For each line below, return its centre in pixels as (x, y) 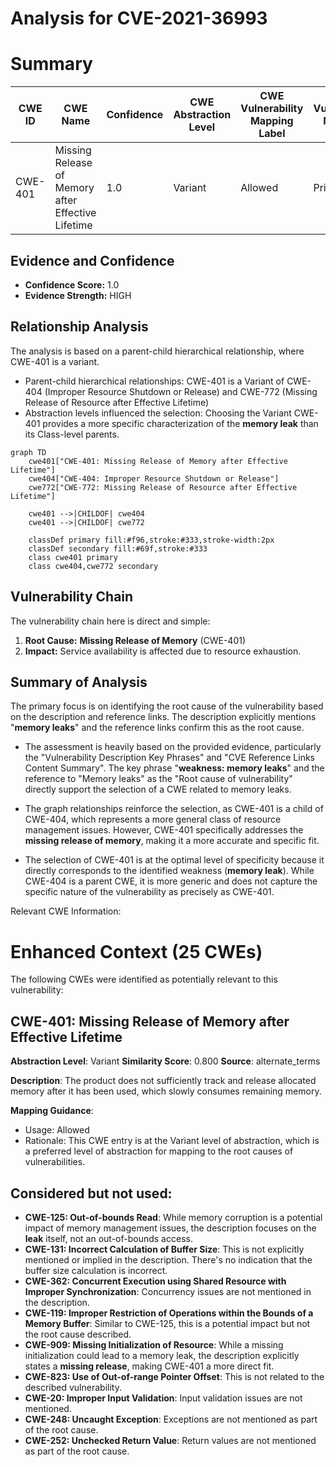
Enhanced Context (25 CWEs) (136, 951)
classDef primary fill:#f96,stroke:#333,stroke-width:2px (151, 540)
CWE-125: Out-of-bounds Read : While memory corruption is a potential (173, 1217)
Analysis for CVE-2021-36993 (139, 18)
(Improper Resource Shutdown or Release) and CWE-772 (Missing (181, 391)
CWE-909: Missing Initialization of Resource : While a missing (154, 1344)
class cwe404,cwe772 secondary (93, 566)
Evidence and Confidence (92, 260)
